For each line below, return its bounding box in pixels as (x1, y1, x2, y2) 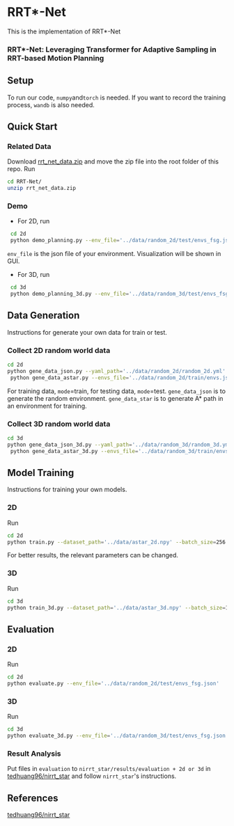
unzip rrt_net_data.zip (7, 185, 77, 192)
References (7, 792, 58, 804)
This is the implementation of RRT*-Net (7, 27, 121, 35)
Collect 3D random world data (7, 419, 111, 429)
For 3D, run (17, 271, 50, 279)
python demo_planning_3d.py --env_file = (10, 290, 130, 298)
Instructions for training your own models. (7, 485, 127, 494)
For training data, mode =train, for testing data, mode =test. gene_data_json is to (7, 387, 226, 395)
